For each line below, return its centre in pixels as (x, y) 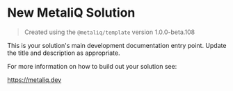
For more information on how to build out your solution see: (92, 66)
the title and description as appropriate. (64, 53)
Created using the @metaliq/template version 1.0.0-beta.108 (110, 32)
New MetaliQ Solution (71, 13)
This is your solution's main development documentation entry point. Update (117, 45)
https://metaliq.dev (34, 80)
